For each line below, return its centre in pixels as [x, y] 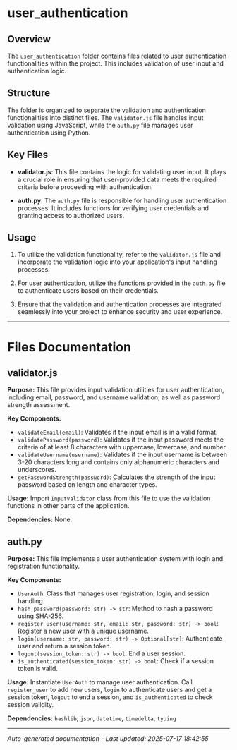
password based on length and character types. [87, 485]
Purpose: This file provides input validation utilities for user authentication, [116, 390]
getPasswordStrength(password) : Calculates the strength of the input [116, 477]
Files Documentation [69, 347]
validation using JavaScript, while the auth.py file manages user [100, 125]
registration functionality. [44, 567]
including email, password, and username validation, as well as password [114, 397]
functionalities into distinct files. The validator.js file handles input [105, 117]
